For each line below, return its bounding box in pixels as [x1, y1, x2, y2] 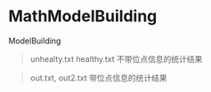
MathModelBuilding [8, 6, 158, 27]
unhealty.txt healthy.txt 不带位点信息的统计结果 [29, 53, 203, 64]
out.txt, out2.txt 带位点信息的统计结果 [29, 73, 167, 83]
